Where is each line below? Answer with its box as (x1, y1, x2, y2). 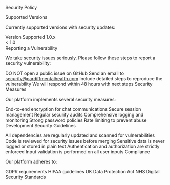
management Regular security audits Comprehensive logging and (5, 112, 144, 118)
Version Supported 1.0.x (5, 34, 56, 40)
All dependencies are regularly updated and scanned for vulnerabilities (5, 132, 155, 138)
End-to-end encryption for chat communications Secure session (5, 106, 141, 112)
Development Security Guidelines (5, 123, 76, 128)
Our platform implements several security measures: (5, 97, 116, 102)
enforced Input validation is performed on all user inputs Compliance (5, 149, 150, 155)
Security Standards (5, 174, 46, 180)
